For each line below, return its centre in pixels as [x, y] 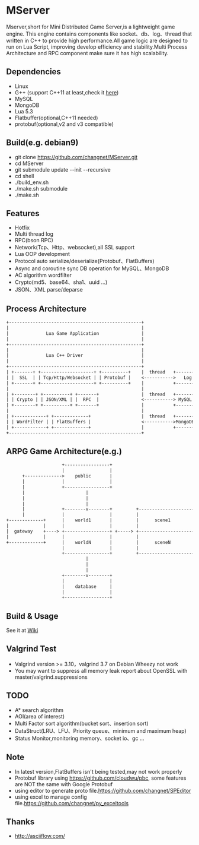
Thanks [20, 822]
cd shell [24, 176]
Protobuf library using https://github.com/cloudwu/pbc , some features [100, 778]
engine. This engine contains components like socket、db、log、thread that [99, 34]
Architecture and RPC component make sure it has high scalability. [87, 53]
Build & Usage [32, 616]
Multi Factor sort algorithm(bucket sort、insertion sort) [82, 723]
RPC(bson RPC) [34, 240]
